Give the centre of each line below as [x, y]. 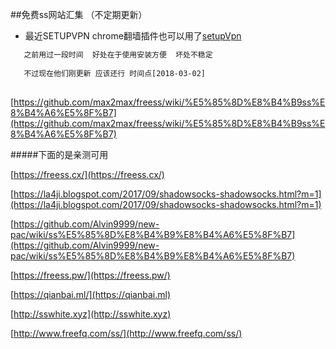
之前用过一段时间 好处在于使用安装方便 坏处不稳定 [118, 55]
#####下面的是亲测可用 [59, 154]
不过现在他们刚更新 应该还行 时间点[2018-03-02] [114, 73]
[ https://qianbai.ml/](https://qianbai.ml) [91, 294]
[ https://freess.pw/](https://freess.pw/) [90, 275]
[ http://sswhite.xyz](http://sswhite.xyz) [91, 314]
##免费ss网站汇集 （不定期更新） [79, 14]
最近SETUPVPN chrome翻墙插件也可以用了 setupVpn [133, 36]
